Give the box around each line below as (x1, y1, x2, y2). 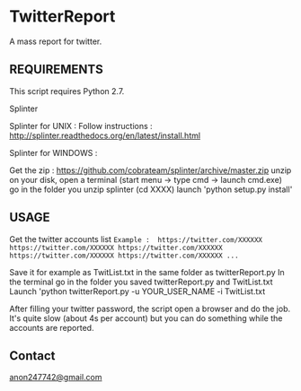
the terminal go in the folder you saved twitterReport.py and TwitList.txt (9, 276, 273, 287)
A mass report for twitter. (9, 36, 102, 47)
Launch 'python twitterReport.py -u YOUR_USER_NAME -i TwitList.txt (9, 285, 266, 297)
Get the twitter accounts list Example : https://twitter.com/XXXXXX (9, 233, 263, 244)
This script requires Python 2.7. (9, 85, 125, 96)
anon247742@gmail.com (9, 372, 102, 383)
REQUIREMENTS (9, 62, 103, 77)
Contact (9, 348, 56, 363)
